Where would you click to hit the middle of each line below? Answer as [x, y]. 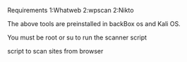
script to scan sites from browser [55, 51]
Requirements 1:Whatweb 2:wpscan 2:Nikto [71, 10]
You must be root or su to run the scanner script [77, 37]
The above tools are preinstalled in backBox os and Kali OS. [94, 24]
